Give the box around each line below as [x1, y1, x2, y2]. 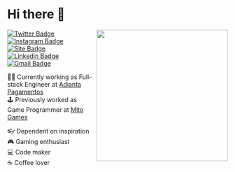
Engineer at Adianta [24, 80, 82, 88]
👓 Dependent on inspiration [7, 127, 90, 135]
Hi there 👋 [7, 6, 65, 22]
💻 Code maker [7, 148, 51, 156]
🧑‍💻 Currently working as [7, 73, 78, 81]
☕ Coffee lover [7, 158, 50, 166]
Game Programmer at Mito [7, 105, 84, 114]
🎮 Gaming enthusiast [7, 137, 70, 145]
